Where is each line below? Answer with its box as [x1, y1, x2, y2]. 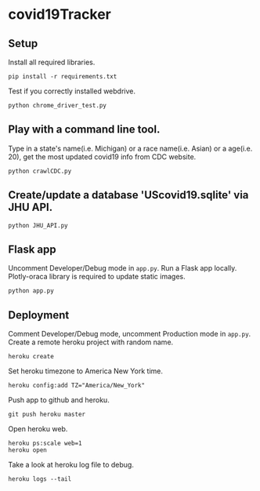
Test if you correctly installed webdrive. [8, 86, 135, 96]
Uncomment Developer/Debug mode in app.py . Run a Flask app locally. [8, 264, 237, 273]
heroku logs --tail [8, 475, 72, 483]
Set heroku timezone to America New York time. [8, 366, 163, 376]
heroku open [8, 446, 47, 454]
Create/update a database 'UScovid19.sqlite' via [8, 188, 249, 202]
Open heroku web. [8, 424, 68, 434]
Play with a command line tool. [8, 123, 161, 136]
